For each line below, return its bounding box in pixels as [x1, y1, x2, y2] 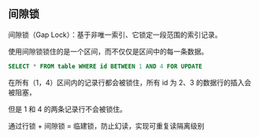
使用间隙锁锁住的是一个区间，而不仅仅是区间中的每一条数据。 [8, 47, 209, 56]
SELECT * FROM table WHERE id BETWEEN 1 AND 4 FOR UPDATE [8, 62, 202, 70]
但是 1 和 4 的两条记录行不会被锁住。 [8, 104, 128, 114]
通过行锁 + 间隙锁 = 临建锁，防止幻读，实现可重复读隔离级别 [8, 121, 205, 130]
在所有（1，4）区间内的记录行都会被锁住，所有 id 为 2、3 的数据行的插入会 [8, 77, 252, 87]
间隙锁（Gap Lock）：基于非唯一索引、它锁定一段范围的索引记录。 [8, 30, 222, 39]
